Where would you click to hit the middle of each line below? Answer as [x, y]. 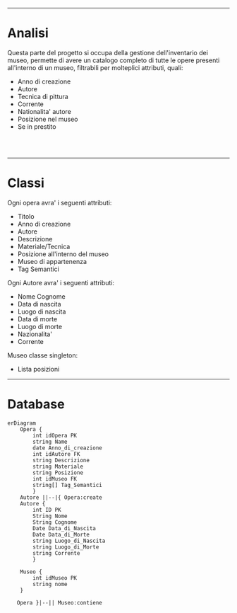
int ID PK [47, 510]
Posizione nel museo [48, 119]
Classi [26, 183]
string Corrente [56, 553]
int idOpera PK [55, 435]
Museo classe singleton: [43, 355]
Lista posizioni [38, 369]
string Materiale [58, 466]
